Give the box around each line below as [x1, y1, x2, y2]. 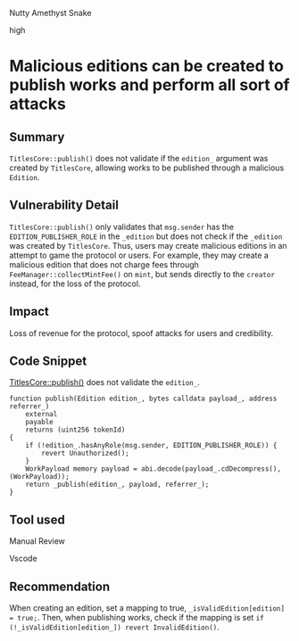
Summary [9, 129, 65, 144]
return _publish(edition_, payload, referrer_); [25, 481, 210, 489]
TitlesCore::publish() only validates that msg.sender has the [9, 221, 235, 232]
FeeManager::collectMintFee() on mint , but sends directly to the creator [9, 268, 275, 279]
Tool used [9, 512, 65, 527]
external [25, 410, 58, 419]
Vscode [9, 553, 37, 564]
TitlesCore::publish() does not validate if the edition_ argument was [9, 153, 269, 163]
